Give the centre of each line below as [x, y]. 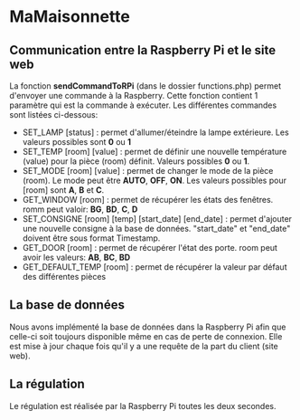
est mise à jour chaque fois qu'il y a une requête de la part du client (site [144, 346]
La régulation [47, 384]
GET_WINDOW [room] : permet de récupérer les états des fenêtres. [148, 200]
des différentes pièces [64, 277]
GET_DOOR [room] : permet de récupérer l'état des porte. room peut [150, 248]
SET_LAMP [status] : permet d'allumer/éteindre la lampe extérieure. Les [155, 132]
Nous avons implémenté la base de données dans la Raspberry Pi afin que [148, 327]
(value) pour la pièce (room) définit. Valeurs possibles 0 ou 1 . [136, 161]
